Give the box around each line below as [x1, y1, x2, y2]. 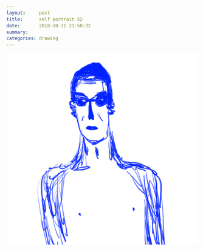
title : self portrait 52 [6, 16, 83, 22]
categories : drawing [6, 35, 59, 42]
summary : [6, 29, 29, 35]
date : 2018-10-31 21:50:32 [6, 22, 91, 29]
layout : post [6, 10, 50, 16]
